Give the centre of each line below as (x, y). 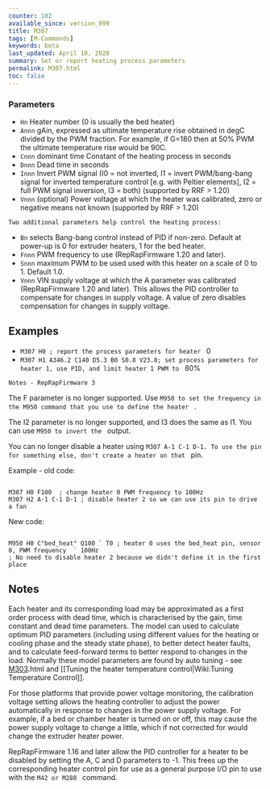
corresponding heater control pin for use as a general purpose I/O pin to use (135, 769)
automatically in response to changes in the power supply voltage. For (125, 710)
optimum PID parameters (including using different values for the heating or (134, 634)
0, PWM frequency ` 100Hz (54, 550)
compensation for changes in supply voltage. (95, 306)
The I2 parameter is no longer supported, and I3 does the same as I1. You (130, 422)
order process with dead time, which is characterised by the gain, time (125, 617)
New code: (27, 521)
